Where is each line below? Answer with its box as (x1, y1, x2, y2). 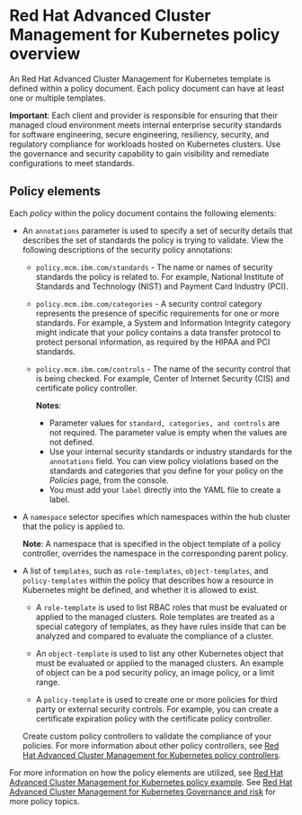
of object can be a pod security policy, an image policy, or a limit (35, 667, 275, 677)
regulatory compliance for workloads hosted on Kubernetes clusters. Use (9, 139, 281, 149)
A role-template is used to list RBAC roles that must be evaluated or (35, 602, 288, 613)
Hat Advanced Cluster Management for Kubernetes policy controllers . (22, 749, 281, 760)
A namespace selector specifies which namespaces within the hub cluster (22, 511, 291, 522)
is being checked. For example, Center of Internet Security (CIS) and (35, 372, 290, 383)
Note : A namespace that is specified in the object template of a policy (22, 538, 281, 549)
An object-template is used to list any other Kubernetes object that (35, 648, 284, 658)
